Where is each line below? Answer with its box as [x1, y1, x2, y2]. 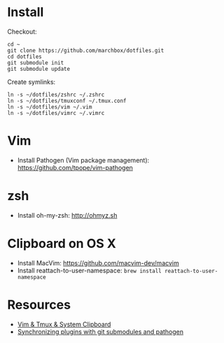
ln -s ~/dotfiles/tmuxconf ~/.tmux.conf [7, 97, 127, 104]
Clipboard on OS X [7, 236, 117, 251]
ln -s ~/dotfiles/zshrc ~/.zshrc [7, 91, 105, 98]
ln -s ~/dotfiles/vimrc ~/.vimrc [7, 109, 105, 116]
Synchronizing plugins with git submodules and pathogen [17, 327, 184, 336]
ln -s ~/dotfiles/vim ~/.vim [7, 103, 92, 111]
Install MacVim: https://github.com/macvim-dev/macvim [17, 258, 180, 267]
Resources [7, 297, 71, 312]
